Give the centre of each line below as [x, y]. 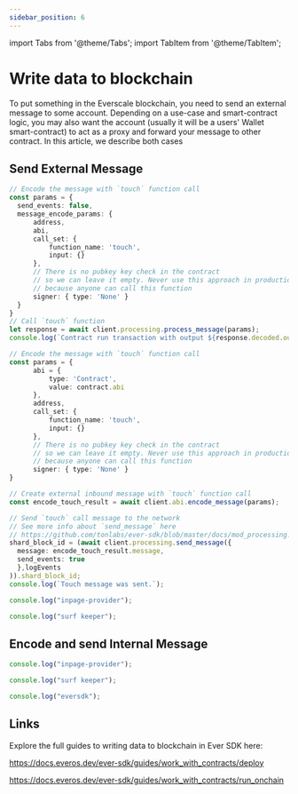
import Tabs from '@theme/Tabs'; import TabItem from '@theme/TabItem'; [145, 43]
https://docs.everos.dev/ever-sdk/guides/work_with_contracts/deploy [137, 762]
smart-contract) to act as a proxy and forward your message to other [135, 131]
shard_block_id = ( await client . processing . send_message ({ [121, 543]
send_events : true [51, 560]
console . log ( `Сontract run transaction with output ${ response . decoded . [146, 338]
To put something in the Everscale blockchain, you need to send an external [148, 103]
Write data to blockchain [101, 79]
